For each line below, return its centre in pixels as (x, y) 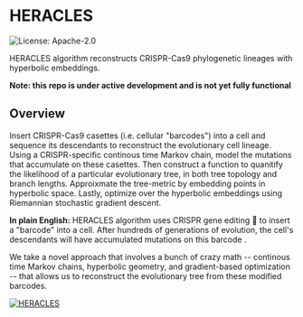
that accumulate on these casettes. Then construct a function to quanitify (146, 164)
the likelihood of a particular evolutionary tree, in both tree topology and (143, 173)
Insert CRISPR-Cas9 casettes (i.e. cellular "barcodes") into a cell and (137, 135)
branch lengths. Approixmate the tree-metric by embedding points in (137, 183)
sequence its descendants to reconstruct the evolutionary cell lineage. (140, 145)
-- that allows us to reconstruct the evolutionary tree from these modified (146, 275)
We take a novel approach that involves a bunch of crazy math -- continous (150, 256)
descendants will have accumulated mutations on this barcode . (128, 239)
